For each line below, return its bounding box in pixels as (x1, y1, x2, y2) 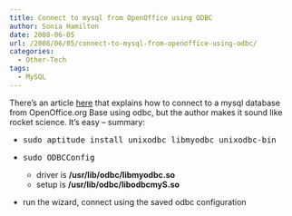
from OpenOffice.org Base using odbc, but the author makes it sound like (9, 106, 283, 118)
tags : (9, 64, 30, 74)
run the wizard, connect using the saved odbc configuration (22, 196, 247, 207)
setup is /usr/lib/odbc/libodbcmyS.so (35, 179, 180, 190)
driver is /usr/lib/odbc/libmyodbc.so (35, 169, 175, 180)
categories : (9, 47, 54, 56)
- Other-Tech (17, 55, 67, 64)
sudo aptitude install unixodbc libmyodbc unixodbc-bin (22, 134, 277, 145)
